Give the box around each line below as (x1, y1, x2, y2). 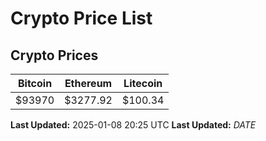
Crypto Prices (10, 47, 99, 64)
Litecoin (123, 77, 163, 90)
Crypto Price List (10, 7, 153, 30)
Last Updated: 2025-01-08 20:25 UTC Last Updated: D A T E (10, 119, 257, 131)
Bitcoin (17, 77, 53, 90)
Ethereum (64, 77, 113, 90)
